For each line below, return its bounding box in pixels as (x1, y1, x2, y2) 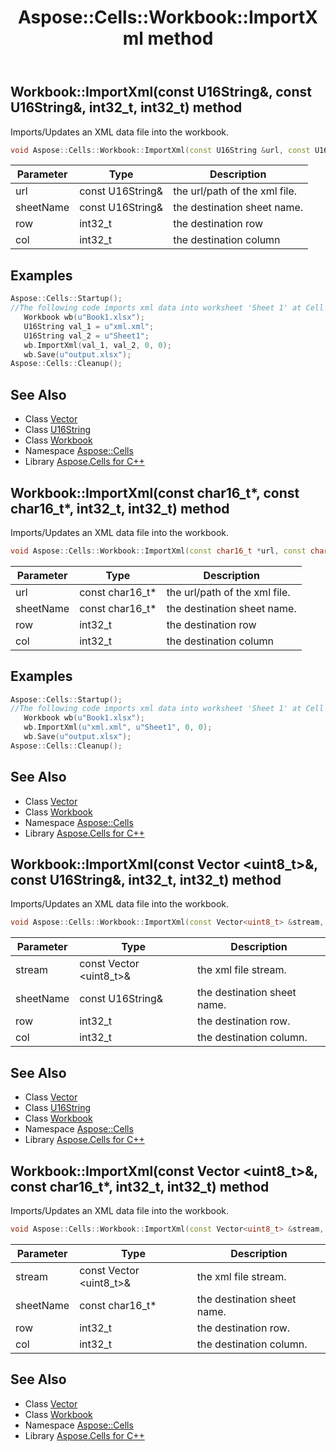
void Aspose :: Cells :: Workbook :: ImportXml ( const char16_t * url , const (10, 546, 307, 556)
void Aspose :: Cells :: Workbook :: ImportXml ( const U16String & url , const (10, 145, 311, 155)
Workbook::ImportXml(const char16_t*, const (10, 484, 300, 501)
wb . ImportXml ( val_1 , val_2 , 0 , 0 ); (23, 340, 172, 350)
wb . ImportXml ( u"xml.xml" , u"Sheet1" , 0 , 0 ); (23, 722, 213, 733)
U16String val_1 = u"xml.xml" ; (23, 321, 155, 331)
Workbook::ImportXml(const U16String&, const (10, 84, 313, 101)
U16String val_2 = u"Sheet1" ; (23, 331, 150, 341)
